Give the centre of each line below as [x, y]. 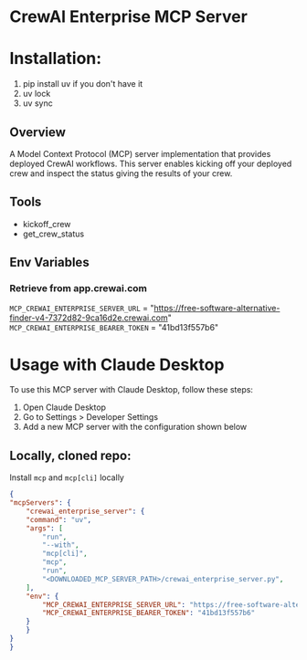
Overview [38, 132]
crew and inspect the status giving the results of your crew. [121, 173]
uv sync [37, 103]
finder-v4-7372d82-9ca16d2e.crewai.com [89, 318]
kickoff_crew [47, 224]
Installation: [56, 59]
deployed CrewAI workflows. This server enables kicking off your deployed [151, 163]
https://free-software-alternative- [217, 309]
